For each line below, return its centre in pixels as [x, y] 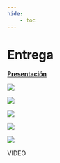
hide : [15, 14]
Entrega [31, 55]
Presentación [27, 74]
